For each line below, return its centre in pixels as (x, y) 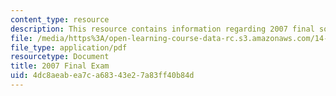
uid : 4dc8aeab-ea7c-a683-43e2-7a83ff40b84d (102, 76)
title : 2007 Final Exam (60, 66)
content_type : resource (60, 19)
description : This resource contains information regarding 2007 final (162, 29)
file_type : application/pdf (69, 47)
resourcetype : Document (60, 57)
